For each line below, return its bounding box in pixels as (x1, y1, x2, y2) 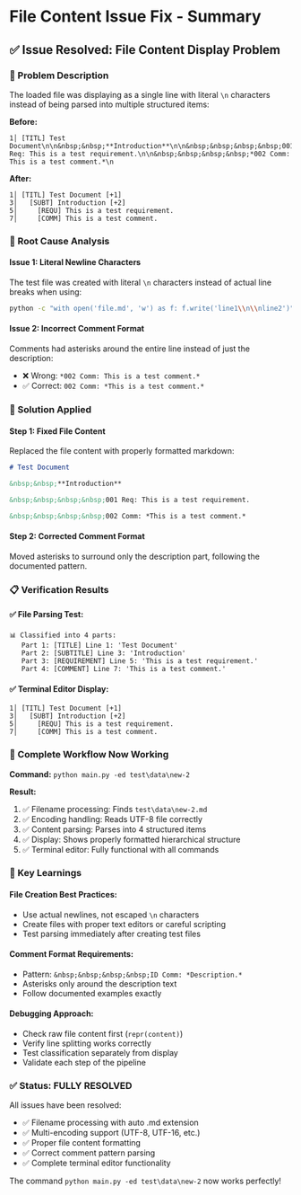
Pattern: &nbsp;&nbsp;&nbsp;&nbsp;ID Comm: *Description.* (21, 969, 243, 979)
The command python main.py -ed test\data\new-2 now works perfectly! (9, 1175, 282, 1187)
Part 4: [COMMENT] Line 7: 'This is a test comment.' (21, 665, 227, 674)
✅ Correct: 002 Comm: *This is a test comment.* (21, 380, 205, 392)
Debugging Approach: (9, 1008, 94, 1019)
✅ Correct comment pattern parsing (21, 1147, 156, 1158)
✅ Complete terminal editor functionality (21, 1157, 172, 1169)
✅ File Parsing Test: (9, 609, 84, 620)
